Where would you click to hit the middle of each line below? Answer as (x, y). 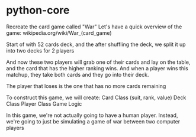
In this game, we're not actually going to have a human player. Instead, (92, 115)
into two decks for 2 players (40, 50)
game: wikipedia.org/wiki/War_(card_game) (59, 32)
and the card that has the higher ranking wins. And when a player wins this (97, 68)
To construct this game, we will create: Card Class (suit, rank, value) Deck (96, 97)
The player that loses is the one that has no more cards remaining (86, 86)
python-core (38, 10)
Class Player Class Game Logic (44, 103)
